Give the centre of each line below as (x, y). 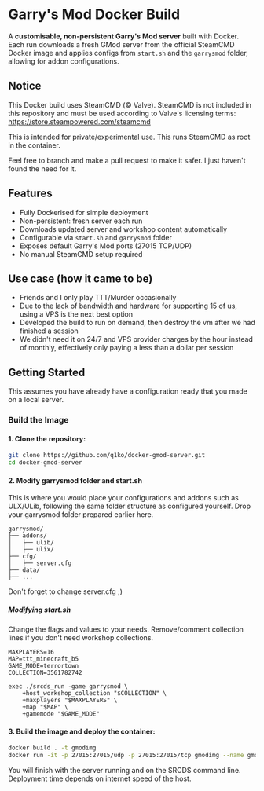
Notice (25, 86)
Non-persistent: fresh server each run (81, 221)
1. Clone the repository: (47, 438)
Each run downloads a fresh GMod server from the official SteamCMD (121, 44)
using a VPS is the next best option (76, 314)
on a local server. (36, 400)
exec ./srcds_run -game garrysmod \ (68, 687)
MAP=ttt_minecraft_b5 (44, 659)
